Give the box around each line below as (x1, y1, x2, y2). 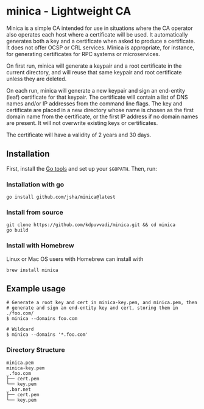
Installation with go (6, 180, 65, 188)
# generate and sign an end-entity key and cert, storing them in (6, 305, 178, 311)
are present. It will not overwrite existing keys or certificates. (6, 119, 158, 126)
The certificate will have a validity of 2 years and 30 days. (6, 131, 152, 138)
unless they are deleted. (6, 75, 67, 82)
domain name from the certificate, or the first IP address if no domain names (6, 113, 199, 120)
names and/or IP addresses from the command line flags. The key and (6, 99, 183, 107)
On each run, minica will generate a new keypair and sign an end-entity (6, 87, 186, 94)
